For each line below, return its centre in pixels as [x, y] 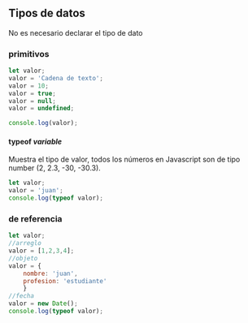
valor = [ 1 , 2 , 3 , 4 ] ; [41, 251]
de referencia [35, 218]
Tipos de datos [47, 13]
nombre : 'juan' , [51, 273]
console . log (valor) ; [44, 123]
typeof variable [35, 141]
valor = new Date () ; [44, 304]
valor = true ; [33, 93]
